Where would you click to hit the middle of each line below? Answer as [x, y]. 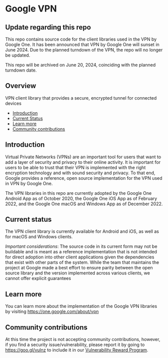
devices [13, 103]
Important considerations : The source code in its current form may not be [81, 246]
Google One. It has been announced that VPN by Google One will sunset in [82, 45]
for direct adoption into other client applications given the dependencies [80, 257]
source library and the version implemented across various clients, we [78, 273]
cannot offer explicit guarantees [38, 278]
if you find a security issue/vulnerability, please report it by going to [75, 345]
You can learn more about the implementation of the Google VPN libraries [81, 306]
